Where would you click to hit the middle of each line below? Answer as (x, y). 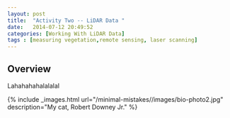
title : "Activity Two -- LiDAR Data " (66, 20)
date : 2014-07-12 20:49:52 (50, 27)
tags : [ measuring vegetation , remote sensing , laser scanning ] (103, 40)
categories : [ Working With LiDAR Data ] (66, 34)
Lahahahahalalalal (34, 85)
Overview (29, 69)
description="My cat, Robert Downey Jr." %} (73, 107)
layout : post (27, 14)
